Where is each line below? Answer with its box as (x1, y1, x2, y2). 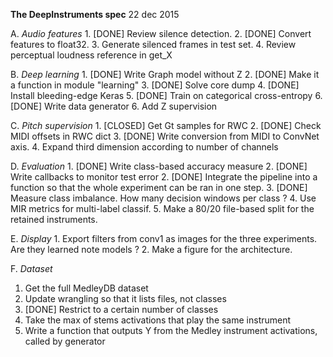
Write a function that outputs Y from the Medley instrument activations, (24, 325, 318, 336)
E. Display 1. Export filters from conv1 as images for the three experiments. (10, 233, 318, 244)
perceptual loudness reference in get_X (10, 49, 173, 61)
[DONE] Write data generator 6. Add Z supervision (10, 100, 218, 112)
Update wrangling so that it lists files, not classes (24, 293, 227, 304)
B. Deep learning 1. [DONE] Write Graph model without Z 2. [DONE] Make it (10, 69, 320, 80)
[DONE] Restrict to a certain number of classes (24, 304, 219, 315)
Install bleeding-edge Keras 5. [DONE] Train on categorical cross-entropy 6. (10, 90, 323, 101)
